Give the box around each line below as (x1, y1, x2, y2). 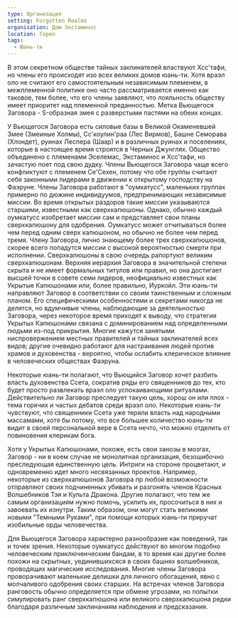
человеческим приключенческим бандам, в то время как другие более (7, 550, 226, 557)
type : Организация (7, 10, 62, 18)
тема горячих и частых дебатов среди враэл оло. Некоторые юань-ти (7, 401, 221, 409)
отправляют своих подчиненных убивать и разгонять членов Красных (7, 483, 222, 491)
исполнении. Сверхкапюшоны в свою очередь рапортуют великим (7, 251, 213, 259)
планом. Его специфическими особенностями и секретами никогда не (7, 296, 223, 305)
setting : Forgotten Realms (7, 17, 87, 24)
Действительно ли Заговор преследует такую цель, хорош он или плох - (7, 393, 229, 402)
